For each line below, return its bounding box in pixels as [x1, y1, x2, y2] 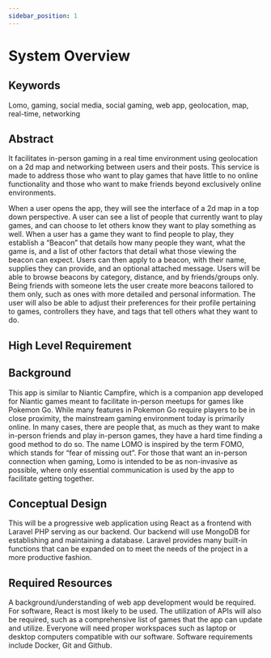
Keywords [8, 78, 61, 93]
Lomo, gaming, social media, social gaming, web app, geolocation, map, [8, 100, 249, 110]
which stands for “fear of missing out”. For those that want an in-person [8, 448, 248, 458]
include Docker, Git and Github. [8, 640, 112, 651]
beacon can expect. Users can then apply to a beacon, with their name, [8, 255, 247, 265]
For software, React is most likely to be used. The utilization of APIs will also [8, 606, 261, 616]
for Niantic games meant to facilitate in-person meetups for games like [8, 396, 244, 406]
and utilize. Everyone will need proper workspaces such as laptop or [8, 623, 237, 633]
